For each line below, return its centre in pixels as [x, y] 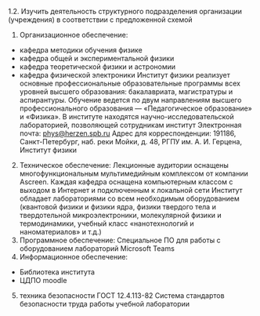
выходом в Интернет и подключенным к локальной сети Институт [131, 190]
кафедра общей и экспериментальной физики [97, 58]
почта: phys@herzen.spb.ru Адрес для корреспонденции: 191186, [128, 133]
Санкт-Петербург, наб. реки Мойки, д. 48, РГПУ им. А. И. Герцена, [131, 142]
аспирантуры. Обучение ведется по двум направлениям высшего [130, 100]
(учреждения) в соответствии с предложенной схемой [101, 20]
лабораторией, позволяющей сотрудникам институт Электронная [130, 125]
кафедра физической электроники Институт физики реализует [125, 75]
